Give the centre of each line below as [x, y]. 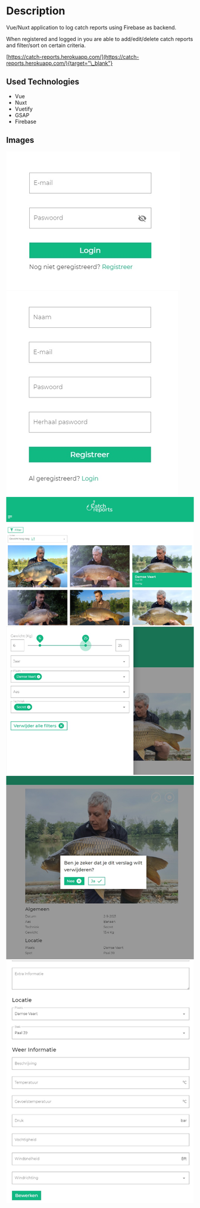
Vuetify [24, 109]
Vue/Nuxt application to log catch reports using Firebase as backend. [91, 27]
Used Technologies [43, 82]
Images [20, 140]
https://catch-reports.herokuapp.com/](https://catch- [74, 57]
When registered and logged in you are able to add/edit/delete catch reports [100, 39]
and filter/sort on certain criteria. [46, 45]
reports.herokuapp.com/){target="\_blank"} [60, 63]
